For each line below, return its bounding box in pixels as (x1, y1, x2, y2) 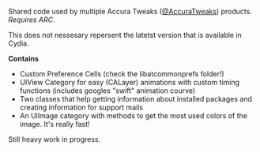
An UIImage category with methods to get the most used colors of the (19, 111, 247, 120)
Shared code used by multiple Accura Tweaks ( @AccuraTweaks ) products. (8, 7, 253, 16)
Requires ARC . (8, 15, 55, 24)
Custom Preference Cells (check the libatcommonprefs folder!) (19, 69, 224, 78)
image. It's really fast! (19, 120, 90, 128)
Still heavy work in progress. (8, 135, 101, 144)
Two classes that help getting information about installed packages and (19, 95, 253, 103)
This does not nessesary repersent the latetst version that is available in (8, 31, 243, 39)
